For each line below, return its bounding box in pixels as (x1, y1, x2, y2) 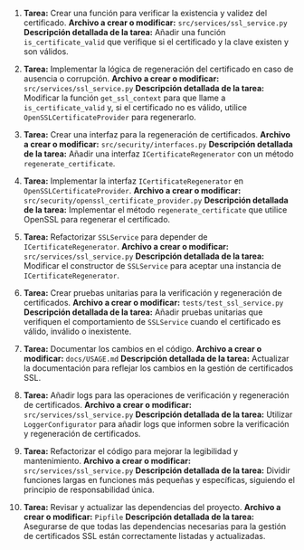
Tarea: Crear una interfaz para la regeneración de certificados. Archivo (23, 129, 290, 139)
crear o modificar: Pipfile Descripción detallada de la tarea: (23, 511, 254, 522)
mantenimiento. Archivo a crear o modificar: (23, 456, 191, 466)
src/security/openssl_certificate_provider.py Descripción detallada (23, 194, 289, 205)
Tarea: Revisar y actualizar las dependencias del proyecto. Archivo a (23, 502, 281, 512)
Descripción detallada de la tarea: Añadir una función (23, 27, 226, 37)
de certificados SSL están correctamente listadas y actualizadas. (23, 531, 266, 541)
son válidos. (23, 46, 69, 57)
